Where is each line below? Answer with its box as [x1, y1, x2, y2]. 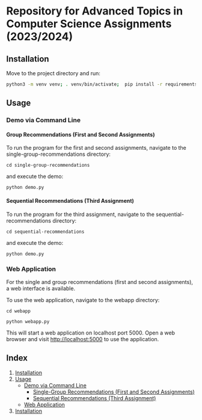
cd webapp [6, 308, 31, 314]
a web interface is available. [6, 285, 76, 292]
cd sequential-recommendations [6, 229, 85, 235]
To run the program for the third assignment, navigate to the [6, 211, 155, 218]
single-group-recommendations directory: [6, 150, 111, 158]
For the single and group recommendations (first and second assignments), [6, 278, 194, 285]
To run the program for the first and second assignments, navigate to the [6, 144, 186, 152]
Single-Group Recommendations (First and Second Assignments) [32, 388, 195, 395]
